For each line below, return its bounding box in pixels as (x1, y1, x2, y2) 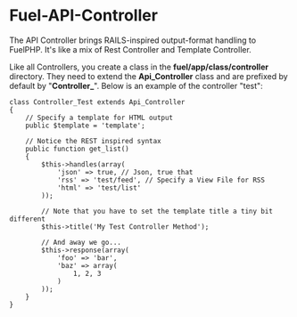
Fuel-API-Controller (9, 5, 159, 26)
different (9, 215, 46, 224)
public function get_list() (25, 144, 129, 153)
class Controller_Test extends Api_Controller (9, 97, 186, 107)
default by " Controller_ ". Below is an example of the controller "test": (9, 80, 263, 91)
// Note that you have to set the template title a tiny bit (41, 207, 274, 215)
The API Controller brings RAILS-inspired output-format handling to (9, 35, 257, 45)
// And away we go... (41, 238, 122, 247)
